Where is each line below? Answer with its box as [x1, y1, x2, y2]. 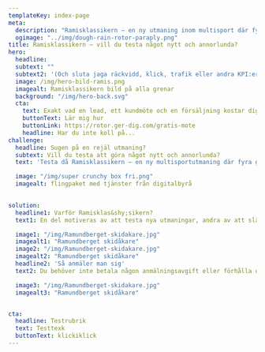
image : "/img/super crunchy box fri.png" [15, 173, 154, 181]
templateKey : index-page [8, 11, 90, 20]
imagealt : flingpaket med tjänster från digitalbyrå [15, 180, 192, 188]
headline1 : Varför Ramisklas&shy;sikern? [15, 208, 154, 217]
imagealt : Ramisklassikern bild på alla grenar [15, 84, 175, 93]
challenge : [8, 136, 44, 144]
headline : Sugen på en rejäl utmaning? [15, 144, 147, 152]
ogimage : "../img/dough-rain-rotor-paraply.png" [15, 33, 178, 42]
